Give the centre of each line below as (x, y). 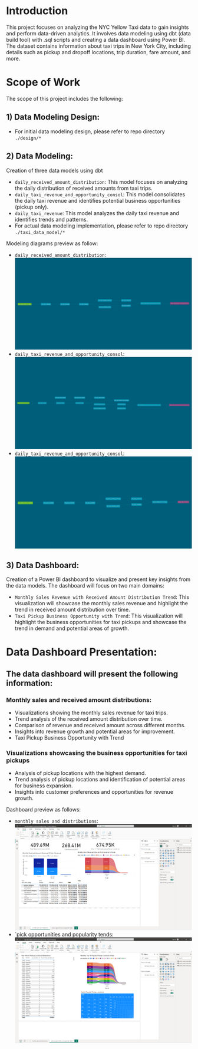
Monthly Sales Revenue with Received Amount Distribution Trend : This (102, 597)
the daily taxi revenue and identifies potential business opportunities (98, 200)
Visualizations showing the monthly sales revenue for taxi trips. (91, 712)
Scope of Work (43, 82)
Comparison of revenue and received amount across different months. (100, 725)
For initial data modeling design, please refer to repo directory (90, 131)
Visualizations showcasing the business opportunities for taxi (97, 753)
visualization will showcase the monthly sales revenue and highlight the (101, 603)
